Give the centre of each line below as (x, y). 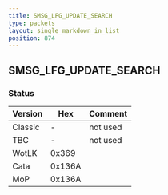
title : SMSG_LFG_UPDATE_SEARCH (60, 16)
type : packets (32, 23)
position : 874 (32, 38)
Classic (26, 127)
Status (21, 93)
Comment (108, 113)
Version (28, 113)
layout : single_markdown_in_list (64, 30)
